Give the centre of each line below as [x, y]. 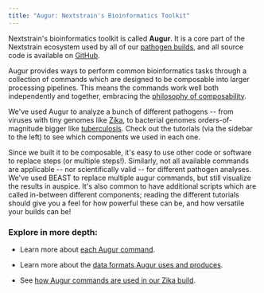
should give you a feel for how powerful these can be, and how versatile [126, 203]
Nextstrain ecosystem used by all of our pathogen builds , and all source [126, 47]
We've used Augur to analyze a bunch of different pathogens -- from [121, 111]
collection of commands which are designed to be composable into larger [129, 79]
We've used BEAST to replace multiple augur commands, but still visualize [130, 178]
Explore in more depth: [53, 232]
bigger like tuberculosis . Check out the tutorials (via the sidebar [149, 128]
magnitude [26, 128]
